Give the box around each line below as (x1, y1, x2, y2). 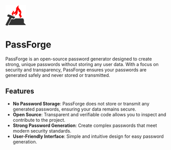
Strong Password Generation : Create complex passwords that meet (12, 122, 157, 128)
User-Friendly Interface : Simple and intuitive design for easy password (12, 133, 164, 139)
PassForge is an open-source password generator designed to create (5, 56, 152, 62)
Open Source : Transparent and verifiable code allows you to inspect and (12, 111, 166, 117)
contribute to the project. (12, 117, 66, 123)
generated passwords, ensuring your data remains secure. (12, 106, 137, 112)
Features (5, 87, 34, 96)
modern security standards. (12, 127, 72, 134)
